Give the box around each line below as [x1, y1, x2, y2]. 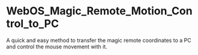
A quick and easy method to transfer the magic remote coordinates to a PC [6, 36, 191, 44]
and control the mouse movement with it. [6, 43, 108, 50]
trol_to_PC [6, 17, 59, 30]
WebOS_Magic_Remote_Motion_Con [6, 4, 193, 18]
